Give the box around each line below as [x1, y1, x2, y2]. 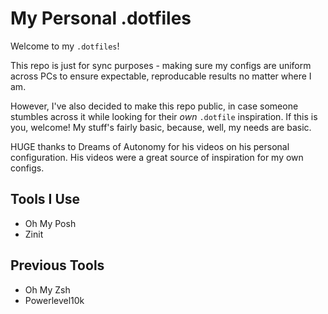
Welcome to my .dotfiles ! [10, 40, 120, 52]
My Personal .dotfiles [10, 7, 192, 30]
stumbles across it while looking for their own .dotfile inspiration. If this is [10, 110, 318, 122]
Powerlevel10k [24, 294, 85, 306]
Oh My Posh [24, 217, 77, 229]
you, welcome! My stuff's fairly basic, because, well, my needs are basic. [10, 121, 312, 133]
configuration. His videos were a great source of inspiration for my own [10, 151, 304, 163]
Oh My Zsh [24, 283, 71, 296]
